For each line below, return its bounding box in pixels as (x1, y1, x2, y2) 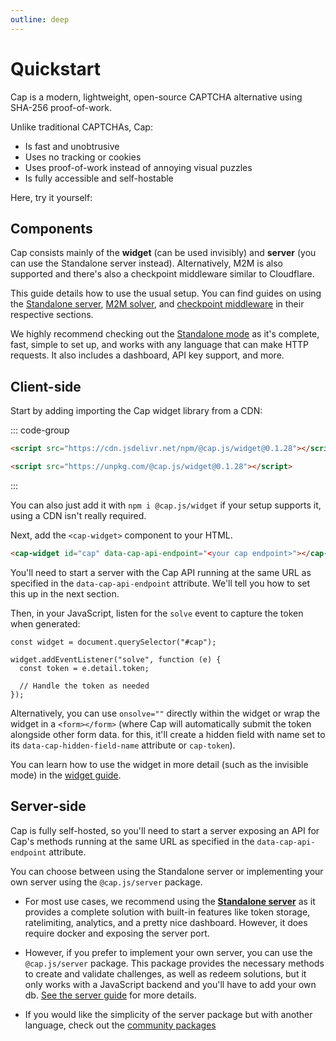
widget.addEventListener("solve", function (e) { (10, 654, 222, 665)
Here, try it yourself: (10, 191, 93, 203)
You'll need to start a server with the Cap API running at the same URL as (10, 566, 312, 578)
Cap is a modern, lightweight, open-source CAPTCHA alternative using (10, 91, 303, 103)
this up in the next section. (10, 587, 120, 600)
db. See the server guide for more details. (24, 989, 197, 1001)
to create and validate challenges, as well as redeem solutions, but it (24, 967, 307, 980)
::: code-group (10, 424, 70, 436)
